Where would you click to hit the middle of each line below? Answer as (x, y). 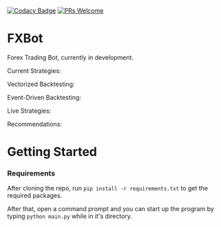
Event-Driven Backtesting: (44, 97)
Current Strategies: (34, 71)
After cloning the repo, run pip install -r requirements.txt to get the (108, 188)
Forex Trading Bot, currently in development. (71, 57)
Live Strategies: (29, 111)
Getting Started (52, 152)
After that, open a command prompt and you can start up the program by (111, 209)
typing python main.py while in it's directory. (70, 216)
